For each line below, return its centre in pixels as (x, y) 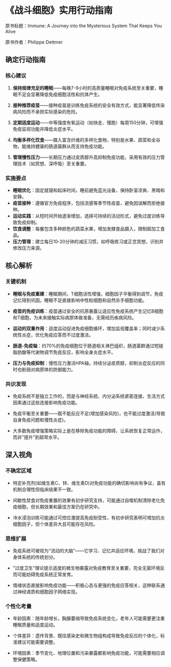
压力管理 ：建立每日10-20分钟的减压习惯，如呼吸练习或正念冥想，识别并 (88, 241)
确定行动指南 (26, 60)
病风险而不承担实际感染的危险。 (46, 111)
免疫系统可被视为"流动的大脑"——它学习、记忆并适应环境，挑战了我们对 (89, 551)
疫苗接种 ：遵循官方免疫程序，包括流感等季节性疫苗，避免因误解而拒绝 (87, 203)
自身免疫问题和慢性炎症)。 (40, 420)
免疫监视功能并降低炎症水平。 (44, 129)
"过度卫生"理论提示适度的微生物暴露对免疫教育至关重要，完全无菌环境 (86, 568)
